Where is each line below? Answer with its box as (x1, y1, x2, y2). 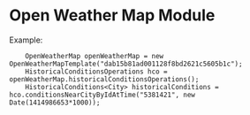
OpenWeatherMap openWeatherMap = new (25, 51, 164, 60)
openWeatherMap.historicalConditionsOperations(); (9, 74, 200, 84)
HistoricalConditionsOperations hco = (25, 67, 168, 76)
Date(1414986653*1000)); (9, 98, 101, 107)
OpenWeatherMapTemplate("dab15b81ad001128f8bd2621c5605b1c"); (9, 59, 243, 68)
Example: (9, 34, 43, 45)
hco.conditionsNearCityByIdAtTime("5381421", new (9, 90, 196, 99)
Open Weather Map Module (9, 5, 216, 26)
